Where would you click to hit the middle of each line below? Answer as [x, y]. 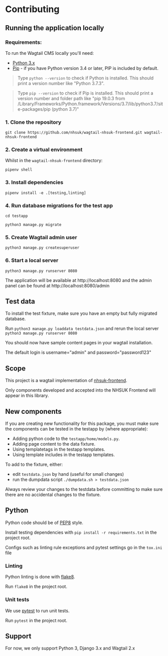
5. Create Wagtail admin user [41, 237]
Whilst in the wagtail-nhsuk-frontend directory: [54, 161]
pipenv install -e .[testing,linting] [46, 193]
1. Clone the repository [33, 122]
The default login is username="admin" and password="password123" [78, 352]
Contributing [32, 9]
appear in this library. [27, 396]
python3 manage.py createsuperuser [42, 248]
